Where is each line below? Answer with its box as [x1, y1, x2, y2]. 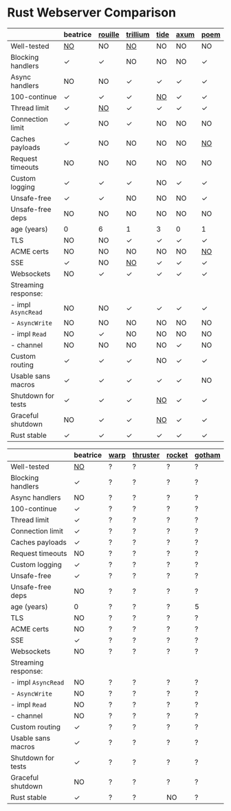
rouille [98, 30, 120, 39]
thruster [132, 450, 160, 460]
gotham [195, 450, 221, 460]
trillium [126, 30, 150, 39]
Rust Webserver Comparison [7, 5, 177, 21]
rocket [166, 450, 188, 460]
